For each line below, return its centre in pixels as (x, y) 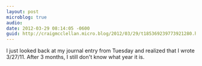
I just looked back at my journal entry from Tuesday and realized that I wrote (101, 51)
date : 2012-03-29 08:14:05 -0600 (48, 28)
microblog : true (26, 17)
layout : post (23, 12)
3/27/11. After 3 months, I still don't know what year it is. (75, 57)
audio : (14, 23)
